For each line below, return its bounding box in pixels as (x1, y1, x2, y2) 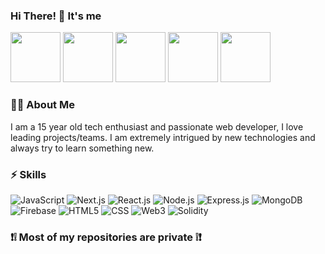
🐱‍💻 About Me (10, 98, 75, 112)
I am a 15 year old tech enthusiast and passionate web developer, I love (10, 120, 304, 133)
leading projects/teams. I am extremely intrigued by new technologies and (10, 131, 316, 143)
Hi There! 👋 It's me (10, 9, 102, 23)
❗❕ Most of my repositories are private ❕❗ (10, 230, 202, 244)
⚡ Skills (10, 167, 47, 181)
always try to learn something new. (10, 142, 155, 154)
